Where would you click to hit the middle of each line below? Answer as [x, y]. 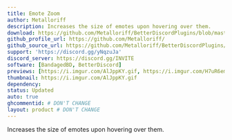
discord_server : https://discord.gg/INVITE [71, 59]
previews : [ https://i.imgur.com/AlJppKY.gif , [74, 71]
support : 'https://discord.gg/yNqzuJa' [65, 52]
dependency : [24, 84]
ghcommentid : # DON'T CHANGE [49, 103]
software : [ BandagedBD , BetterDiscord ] [65, 65]
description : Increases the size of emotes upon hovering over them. [109, 26]
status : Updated [30, 90]
